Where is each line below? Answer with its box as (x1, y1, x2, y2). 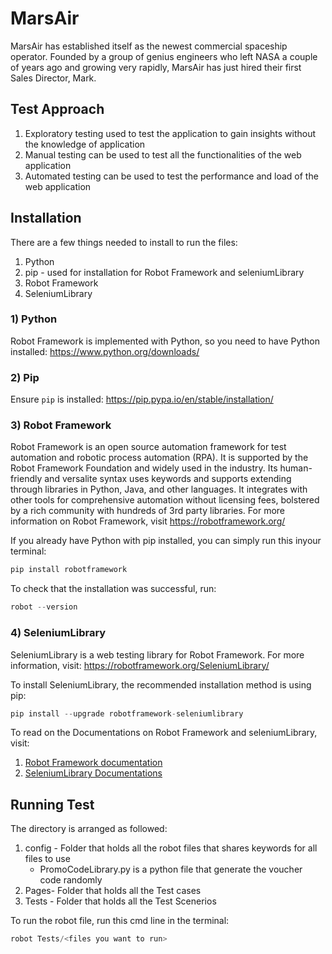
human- (279, 462, 313, 474)
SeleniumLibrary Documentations (24, 767, 163, 779)
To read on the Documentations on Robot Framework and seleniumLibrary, (10, 727, 318, 739)
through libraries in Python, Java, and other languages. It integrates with (10, 483, 308, 496)
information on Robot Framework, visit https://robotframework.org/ (10, 515, 286, 527)
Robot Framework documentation (24, 757, 163, 769)
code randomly (39, 874, 103, 886)
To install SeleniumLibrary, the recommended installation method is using (10, 678, 312, 691)
